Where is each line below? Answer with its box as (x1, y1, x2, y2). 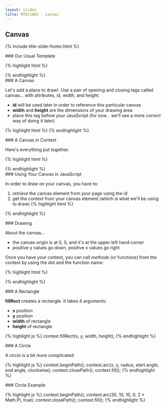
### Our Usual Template (5, 53, 56, 59)
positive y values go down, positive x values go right (12, 245, 120, 251)
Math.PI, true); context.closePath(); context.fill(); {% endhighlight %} (5, 397, 146, 403)
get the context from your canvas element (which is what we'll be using (12, 196, 159, 202)
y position (12, 313, 33, 319)
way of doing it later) (12, 118, 55, 124)
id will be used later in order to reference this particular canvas (12, 102, 141, 108)
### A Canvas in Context (5, 137, 57, 143)
